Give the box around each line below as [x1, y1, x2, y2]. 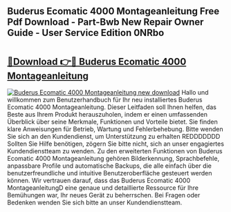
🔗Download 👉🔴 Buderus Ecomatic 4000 [7, 55, 187, 68]
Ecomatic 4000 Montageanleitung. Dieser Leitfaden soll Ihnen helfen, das [7, 103, 216, 111]
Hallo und [181, 88, 209, 96]
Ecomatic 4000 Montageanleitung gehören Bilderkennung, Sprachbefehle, [7, 155, 220, 162]
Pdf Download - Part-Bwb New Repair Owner [7, 17, 204, 28]
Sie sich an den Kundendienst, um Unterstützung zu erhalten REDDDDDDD [7, 133, 221, 140]
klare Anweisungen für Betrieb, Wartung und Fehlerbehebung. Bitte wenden [7, 125, 223, 133]
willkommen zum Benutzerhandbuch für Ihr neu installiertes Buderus [7, 96, 203, 104]
